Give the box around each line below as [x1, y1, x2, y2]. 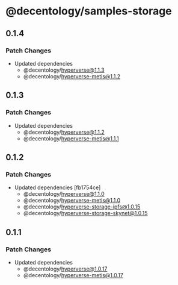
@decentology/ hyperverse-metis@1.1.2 [23, 72, 121, 80]
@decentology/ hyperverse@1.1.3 [23, 66, 105, 74]
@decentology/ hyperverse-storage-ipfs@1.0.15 [23, 203, 141, 210]
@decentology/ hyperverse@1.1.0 [23, 190, 105, 198]
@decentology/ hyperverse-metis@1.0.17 [23, 271, 124, 278]
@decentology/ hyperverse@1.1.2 [23, 128, 105, 136]
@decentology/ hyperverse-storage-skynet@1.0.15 [23, 210, 148, 217]
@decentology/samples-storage [5, 4, 172, 18]
